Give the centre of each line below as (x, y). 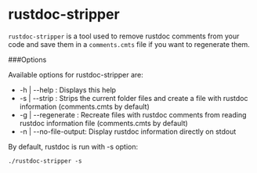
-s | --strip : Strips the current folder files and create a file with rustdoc (134, 98)
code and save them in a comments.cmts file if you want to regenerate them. (129, 44)
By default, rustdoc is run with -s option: (73, 146)
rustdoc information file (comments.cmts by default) (103, 123)
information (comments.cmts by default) (85, 106)
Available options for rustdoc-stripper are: (76, 74)
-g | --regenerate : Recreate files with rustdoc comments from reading (133, 114)
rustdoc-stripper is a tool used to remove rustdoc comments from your (124, 36)
